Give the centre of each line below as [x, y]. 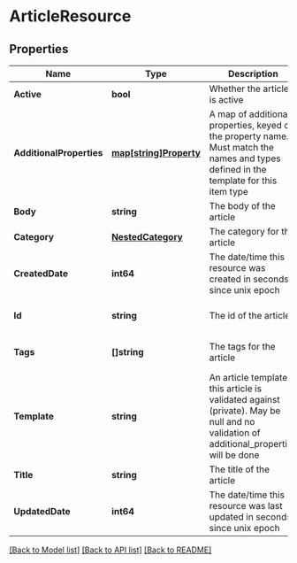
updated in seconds [250, 517]
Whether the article [249, 89]
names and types [245, 158]
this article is [236, 389]
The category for [244, 231]
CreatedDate [41, 274]
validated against [244, 400]
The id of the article [250, 316]
